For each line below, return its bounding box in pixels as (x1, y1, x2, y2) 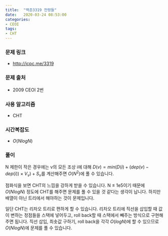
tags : (5, 26, 17, 31)
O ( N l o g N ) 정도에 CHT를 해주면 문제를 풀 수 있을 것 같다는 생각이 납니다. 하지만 (5, 188, 161, 194)
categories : (5, 17, 30, 22)
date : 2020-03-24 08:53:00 (5, 12, 67, 17)
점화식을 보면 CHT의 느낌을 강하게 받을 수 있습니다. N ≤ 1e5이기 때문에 (5, 182, 145, 188)
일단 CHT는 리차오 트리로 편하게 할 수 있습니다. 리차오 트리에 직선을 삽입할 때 (5, 206, 158, 212)
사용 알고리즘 (5, 100, 35, 108)
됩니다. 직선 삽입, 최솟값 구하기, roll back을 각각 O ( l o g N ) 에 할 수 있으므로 (14, 218, 159, 224)
